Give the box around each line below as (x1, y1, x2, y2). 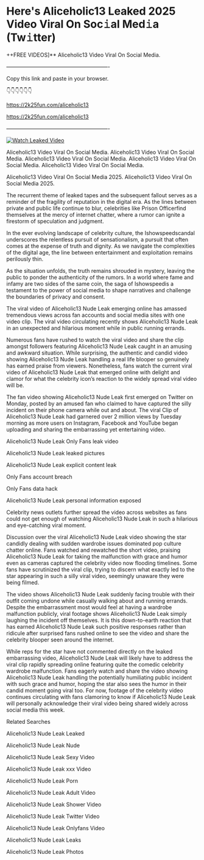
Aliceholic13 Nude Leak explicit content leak (6, 461, 117, 468)
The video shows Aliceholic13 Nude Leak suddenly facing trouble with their (6, 590, 195, 598)
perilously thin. (6, 255, 44, 262)
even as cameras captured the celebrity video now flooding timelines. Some (6, 559, 197, 566)
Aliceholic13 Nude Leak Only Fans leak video (6, 438, 119, 445)
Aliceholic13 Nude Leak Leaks (6, 836, 82, 844)
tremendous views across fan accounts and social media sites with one (6, 311, 185, 319)
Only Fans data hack (6, 485, 58, 492)
